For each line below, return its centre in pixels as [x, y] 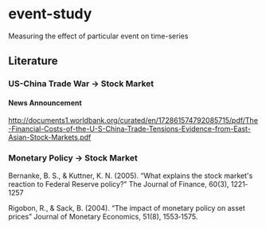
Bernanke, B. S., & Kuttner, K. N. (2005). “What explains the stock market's [131, 176]
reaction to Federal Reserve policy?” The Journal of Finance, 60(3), [119, 184]
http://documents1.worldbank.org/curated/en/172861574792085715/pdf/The [133, 120]
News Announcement [45, 103]
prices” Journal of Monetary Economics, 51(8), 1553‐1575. [103, 216]
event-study [50, 14]
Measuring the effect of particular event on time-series [98, 36]
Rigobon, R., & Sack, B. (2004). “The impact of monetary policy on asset [127, 207]
